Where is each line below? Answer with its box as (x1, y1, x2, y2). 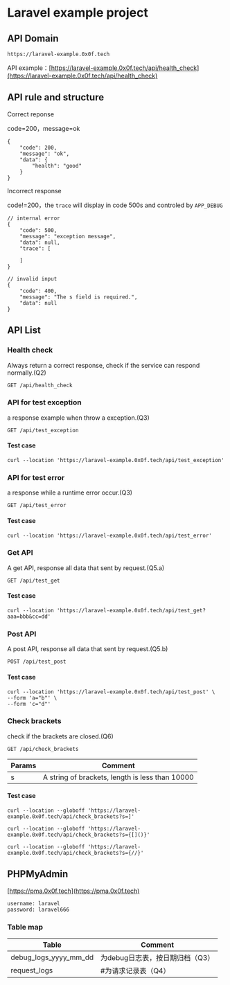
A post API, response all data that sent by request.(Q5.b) (7, 645, 168, 653)
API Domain (7, 33, 59, 44)
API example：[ (7, 64, 52, 72)
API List (7, 324, 42, 337)
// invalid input (7, 275, 57, 282)
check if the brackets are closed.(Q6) (7, 732, 114, 740)
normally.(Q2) (7, 369, 46, 377)
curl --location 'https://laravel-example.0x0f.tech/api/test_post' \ (7, 688, 215, 695)
